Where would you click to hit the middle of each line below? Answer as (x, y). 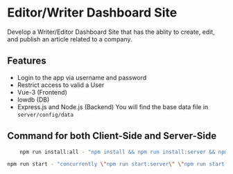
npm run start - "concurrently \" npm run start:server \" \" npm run (107, 164)
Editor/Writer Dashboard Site (92, 13)
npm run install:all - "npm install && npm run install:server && (118, 152)
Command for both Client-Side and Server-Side (112, 136)
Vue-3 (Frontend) (42, 92)
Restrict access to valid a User (61, 85)
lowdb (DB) (33, 99)
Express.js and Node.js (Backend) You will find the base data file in (113, 107)
